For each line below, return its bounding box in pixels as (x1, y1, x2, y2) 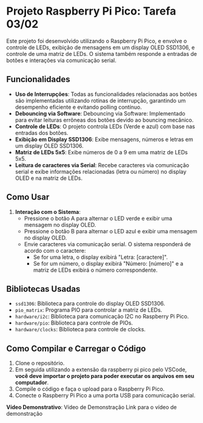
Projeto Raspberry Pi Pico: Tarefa (6, 4, 177, 18)
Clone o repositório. (15, 360, 65, 367)
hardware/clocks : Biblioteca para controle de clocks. (15, 326, 146, 333)
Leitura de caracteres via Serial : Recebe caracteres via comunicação (15, 161, 190, 168)
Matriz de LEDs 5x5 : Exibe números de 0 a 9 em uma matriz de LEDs (15, 148, 188, 156)
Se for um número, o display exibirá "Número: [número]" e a (33, 260, 184, 267)
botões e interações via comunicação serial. (6, 57, 117, 64)
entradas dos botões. (15, 129, 68, 136)
